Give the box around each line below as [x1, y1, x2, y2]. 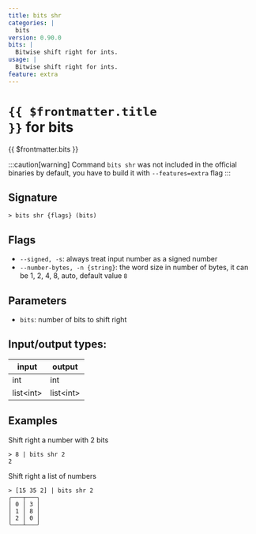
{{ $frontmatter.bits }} [8, 144, 79, 154]
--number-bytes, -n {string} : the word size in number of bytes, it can [19, 262, 249, 273]
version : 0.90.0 [8, 33, 62, 42]
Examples [8, 414, 58, 427]
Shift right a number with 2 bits [8, 435, 109, 445]
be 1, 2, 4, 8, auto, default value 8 [19, 271, 128, 280]
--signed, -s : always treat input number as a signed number [19, 254, 218, 264]
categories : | [8, 19, 55, 27]
